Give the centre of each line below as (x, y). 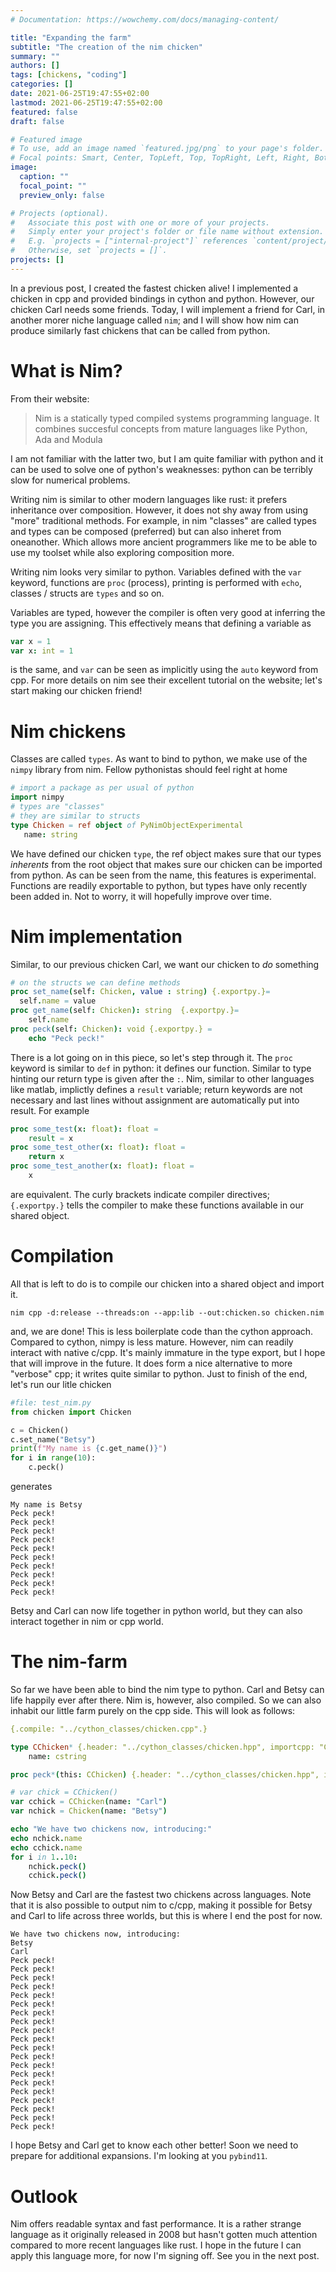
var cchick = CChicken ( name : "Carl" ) (89, 1802)
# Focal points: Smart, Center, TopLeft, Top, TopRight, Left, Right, (160, 158)
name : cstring (57, 1756)
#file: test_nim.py (51, 1402)
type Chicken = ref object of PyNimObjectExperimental (127, 825)
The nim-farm (69, 1662)
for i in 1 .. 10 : (44, 1857)
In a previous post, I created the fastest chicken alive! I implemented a (154, 288)
